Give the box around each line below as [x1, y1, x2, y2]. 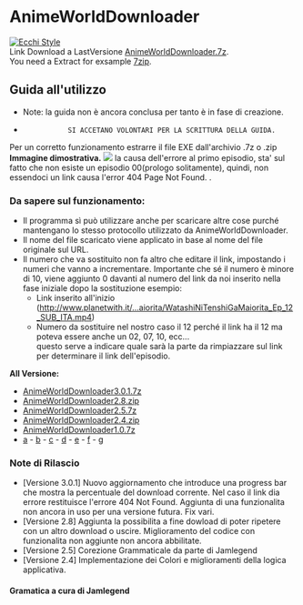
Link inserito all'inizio [35, 293, 116, 304]
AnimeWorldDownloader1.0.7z [22, 425, 136, 436]
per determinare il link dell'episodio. [35, 350, 171, 361]
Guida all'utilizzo [9, 82, 106, 97]
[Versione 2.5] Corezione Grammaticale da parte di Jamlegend [22, 545, 258, 556]
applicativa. [22, 564, 66, 575]
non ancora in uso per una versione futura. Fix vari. [22, 507, 215, 518]
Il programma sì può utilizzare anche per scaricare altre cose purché [22, 216, 279, 227]
